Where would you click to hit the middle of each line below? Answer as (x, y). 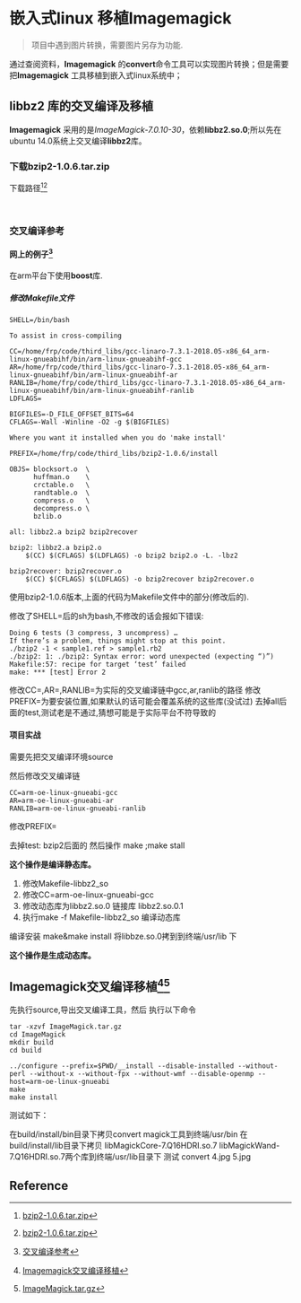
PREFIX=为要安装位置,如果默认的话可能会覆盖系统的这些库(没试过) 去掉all (144, 702)
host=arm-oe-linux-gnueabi (60, 1082)
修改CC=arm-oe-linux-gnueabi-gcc (88, 895)
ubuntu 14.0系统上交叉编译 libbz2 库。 (78, 141)
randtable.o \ (61, 493)
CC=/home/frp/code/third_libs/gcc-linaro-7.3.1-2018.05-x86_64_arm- (140, 352)
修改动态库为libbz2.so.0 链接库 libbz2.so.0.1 (103, 905)
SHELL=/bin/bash (39, 320)
